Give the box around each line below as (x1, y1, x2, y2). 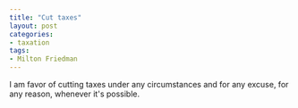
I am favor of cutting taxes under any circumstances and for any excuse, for (9, 79, 289, 89)
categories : (9, 29, 54, 38)
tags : (9, 46, 30, 55)
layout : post (9, 21, 58, 30)
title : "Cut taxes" (9, 12, 82, 22)
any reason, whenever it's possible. (9, 88, 140, 99)
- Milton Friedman (9, 54, 78, 63)
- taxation (9, 37, 50, 47)
